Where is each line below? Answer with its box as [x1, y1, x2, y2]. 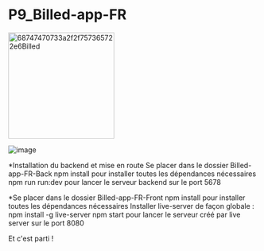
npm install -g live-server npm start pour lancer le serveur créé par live [8, 210, 241, 219]
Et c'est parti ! [8, 233, 54, 243]
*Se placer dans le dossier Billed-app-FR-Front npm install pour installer [8, 193, 246, 202]
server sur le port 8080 [8, 218, 85, 228]
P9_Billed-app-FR [8, 6, 127, 24]
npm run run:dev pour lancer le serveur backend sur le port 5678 [8, 177, 221, 186]
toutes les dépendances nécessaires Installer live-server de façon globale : [8, 201, 254, 210]
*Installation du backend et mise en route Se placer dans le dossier [8, 160, 229, 170]
